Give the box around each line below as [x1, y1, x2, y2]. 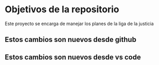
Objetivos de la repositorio [5, 4, 120, 15]
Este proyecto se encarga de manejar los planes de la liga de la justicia [5, 20, 154, 27]
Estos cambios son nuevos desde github [5, 35, 137, 44]
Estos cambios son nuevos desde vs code [5, 53, 141, 61]
